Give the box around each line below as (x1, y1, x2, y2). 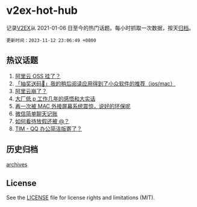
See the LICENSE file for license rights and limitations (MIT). (6, 194, 155, 202)
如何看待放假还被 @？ (14, 117, 70, 125)
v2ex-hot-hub (6, 4, 78, 17)
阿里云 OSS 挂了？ (14, 72, 61, 79)
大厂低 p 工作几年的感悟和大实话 (14, 94, 96, 102)
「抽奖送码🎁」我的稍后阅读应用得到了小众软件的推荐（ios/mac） (14, 79, 176, 87)
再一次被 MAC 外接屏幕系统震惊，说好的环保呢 (14, 102, 131, 110)
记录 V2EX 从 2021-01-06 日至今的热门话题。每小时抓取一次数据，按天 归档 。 (6, 24, 195, 31)
